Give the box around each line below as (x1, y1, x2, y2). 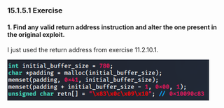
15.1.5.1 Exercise (7, 6, 63, 15)
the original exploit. (7, 30, 65, 38)
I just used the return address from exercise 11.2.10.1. (7, 46, 159, 54)
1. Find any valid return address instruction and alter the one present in (7, 23, 217, 31)
